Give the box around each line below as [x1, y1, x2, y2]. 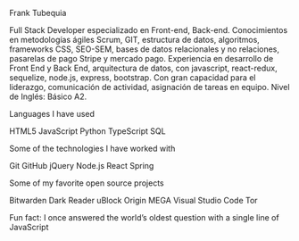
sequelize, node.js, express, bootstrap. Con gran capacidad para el [9, 72, 256, 83]
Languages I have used [9, 109, 96, 119]
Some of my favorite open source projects [9, 178, 164, 188]
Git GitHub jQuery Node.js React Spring [9, 161, 154, 170]
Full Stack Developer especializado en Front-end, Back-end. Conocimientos [9, 25, 288, 35]
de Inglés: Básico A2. [9, 91, 87, 102]
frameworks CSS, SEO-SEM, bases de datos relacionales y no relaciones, [9, 44, 279, 54]
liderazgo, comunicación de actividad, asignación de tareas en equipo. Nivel [9, 82, 290, 92]
